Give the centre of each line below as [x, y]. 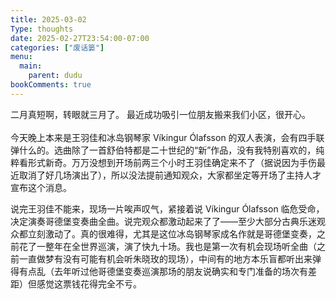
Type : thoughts [42, 29]
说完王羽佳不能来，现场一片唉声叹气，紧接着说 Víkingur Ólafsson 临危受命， [167, 208]
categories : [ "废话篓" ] [57, 47]
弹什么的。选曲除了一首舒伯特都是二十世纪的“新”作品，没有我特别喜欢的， [163, 150]
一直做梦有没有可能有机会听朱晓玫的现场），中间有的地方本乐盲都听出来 [165, 258]
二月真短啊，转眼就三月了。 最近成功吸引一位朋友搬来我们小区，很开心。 [160, 114]
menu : [21, 57]
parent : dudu [55, 76]
